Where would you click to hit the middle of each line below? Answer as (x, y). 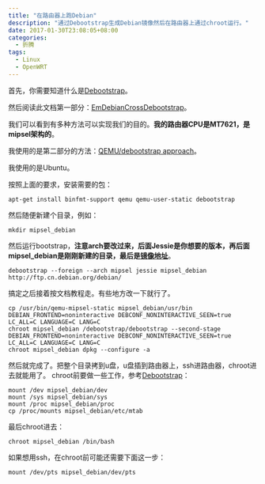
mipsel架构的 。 (34, 134)
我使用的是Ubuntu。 (41, 168)
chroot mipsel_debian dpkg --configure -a (79, 350)
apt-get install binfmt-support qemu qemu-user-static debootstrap (122, 199)
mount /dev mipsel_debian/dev (58, 390)
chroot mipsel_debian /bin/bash (61, 441)
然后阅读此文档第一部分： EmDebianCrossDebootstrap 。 (100, 107)
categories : (28, 38)
